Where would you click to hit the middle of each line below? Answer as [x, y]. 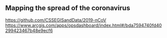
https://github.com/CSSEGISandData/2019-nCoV [56, 20]
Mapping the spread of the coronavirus [68, 8]
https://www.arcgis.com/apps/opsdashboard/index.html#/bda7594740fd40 [83, 25]
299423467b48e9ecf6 [29, 30]
